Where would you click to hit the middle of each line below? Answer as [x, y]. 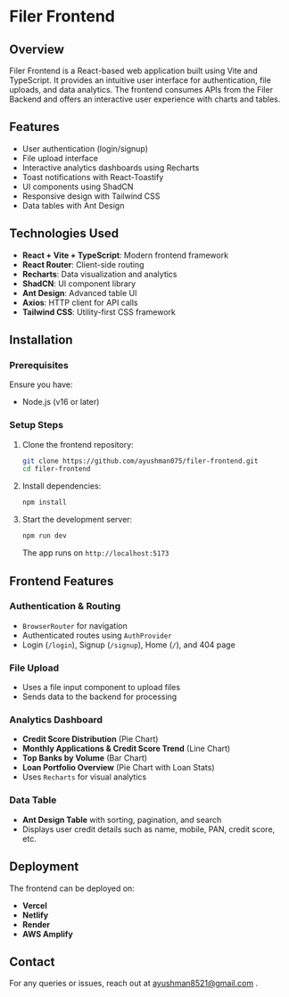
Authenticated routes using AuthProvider [97, 635]
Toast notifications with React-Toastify [93, 177]
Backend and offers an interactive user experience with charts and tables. [145, 99]
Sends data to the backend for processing [99, 696]
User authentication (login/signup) [85, 148]
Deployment [44, 867]
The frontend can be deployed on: [72, 888]
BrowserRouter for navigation [74, 625]
